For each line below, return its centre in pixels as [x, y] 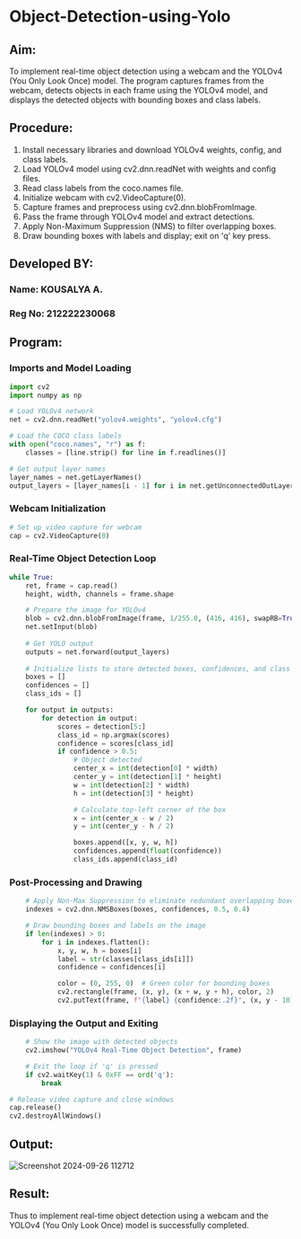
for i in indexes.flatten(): [96, 942]
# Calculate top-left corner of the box [150, 810]
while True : [31, 577]
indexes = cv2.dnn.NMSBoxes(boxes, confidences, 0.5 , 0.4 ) [138, 909]
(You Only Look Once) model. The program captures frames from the [137, 81]
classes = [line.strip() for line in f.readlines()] [126, 452]
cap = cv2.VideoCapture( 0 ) [60, 535]
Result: [30, 1194]
